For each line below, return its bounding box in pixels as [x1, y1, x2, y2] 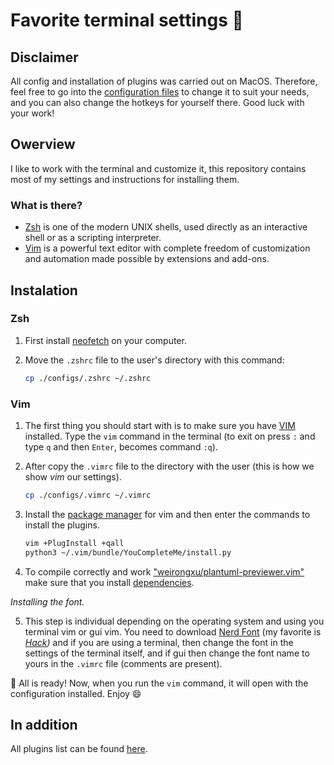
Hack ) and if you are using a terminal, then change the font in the [24, 636, 294, 648]
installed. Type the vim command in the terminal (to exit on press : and [24, 430, 316, 442]
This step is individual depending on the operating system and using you [24, 615, 325, 627]
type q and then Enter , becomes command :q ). [24, 440, 218, 453]
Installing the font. [10, 595, 85, 608]
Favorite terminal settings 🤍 [10, 9, 244, 32]
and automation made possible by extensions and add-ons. [24, 253, 270, 265]
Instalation [10, 282, 78, 299]
